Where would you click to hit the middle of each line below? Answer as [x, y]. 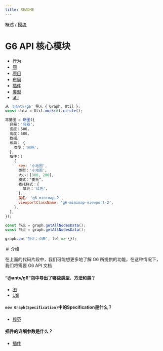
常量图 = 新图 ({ [20, 120]
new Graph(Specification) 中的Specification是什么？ [59, 307]
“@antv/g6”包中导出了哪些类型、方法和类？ [50, 278]
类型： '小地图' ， [33, 170]
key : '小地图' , [33, 166]
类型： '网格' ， [27, 147]
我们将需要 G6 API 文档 [29, 265]
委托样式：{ [29, 184]
